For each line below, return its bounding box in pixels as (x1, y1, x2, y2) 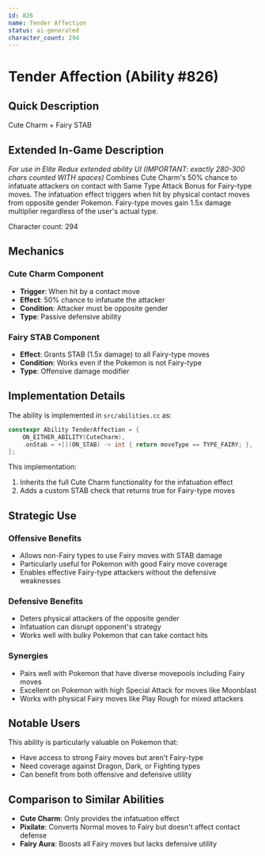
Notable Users (8, 717, 81, 730)
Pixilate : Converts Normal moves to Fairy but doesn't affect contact (19, 822, 240, 832)
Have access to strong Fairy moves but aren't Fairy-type (19, 753, 204, 762)
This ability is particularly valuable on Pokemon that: (8, 738, 179, 747)
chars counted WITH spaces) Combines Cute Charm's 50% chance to (8, 173, 237, 182)
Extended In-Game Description (8, 143, 165, 157)
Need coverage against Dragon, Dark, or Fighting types (19, 762, 201, 771)
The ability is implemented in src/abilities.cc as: (8, 410, 172, 420)
